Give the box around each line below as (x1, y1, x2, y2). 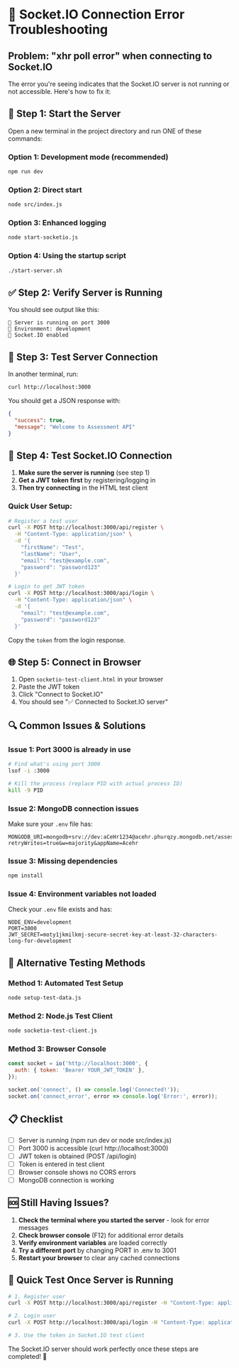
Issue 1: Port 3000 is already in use (8, 744, 131, 754)
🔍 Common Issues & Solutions (8, 719, 146, 731)
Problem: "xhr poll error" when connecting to (8, 50, 212, 62)
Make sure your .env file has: (8, 819, 93, 828)
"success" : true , (14, 416, 66, 424)
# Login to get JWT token (8, 583, 84, 591)
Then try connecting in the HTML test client (18, 483, 148, 492)
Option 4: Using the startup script (8, 251, 126, 261)
